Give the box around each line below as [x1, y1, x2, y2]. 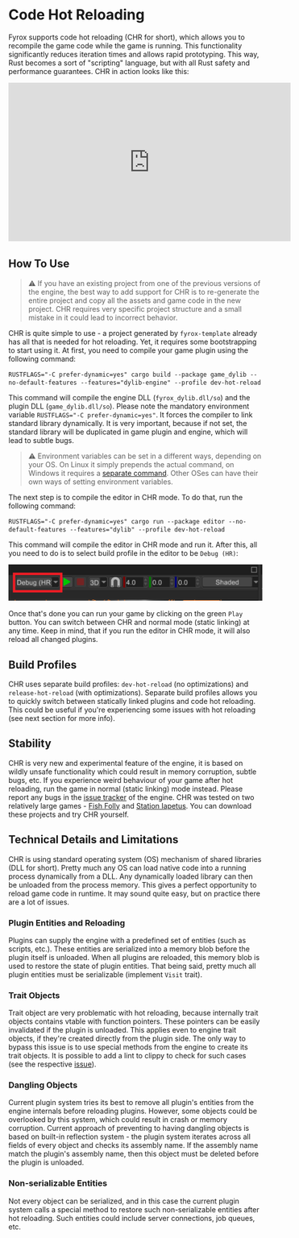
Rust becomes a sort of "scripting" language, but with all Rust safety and [8, 58, 251, 68]
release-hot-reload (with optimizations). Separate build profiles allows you [8, 687, 258, 698]
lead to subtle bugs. [8, 435, 75, 445]
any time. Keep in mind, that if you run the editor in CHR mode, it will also [8, 626, 251, 636]
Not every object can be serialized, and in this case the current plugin [8, 1196, 240, 1206]
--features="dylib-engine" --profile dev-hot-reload [80, 379, 262, 387]
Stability [8, 737, 52, 751]
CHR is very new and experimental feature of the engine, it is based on [8, 758, 243, 768]
